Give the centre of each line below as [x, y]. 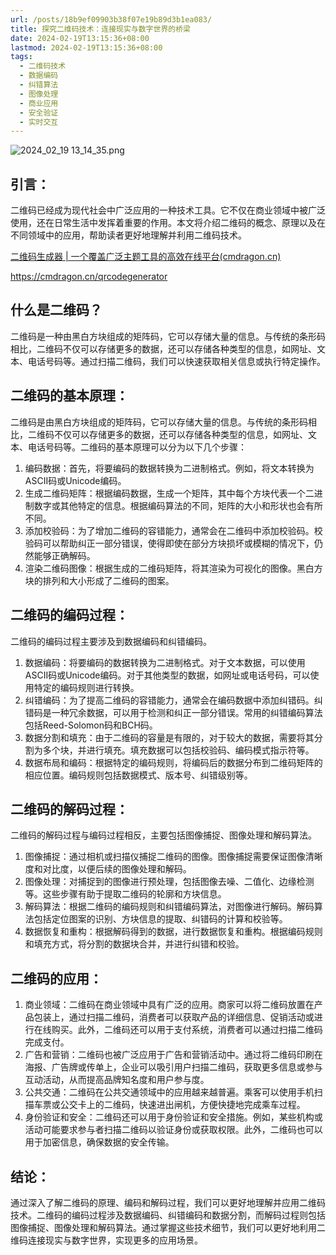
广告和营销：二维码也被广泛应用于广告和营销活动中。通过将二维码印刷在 [173, 1055]
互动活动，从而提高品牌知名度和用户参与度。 [117, 1080]
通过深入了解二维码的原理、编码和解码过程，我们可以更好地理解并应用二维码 [168, 1202]
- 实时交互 [39, 122]
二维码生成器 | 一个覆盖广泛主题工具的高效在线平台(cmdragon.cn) [146, 257]
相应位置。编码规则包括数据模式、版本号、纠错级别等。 [138, 775]
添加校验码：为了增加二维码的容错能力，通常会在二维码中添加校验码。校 [173, 530]
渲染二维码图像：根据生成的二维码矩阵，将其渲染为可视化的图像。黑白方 [173, 568]
